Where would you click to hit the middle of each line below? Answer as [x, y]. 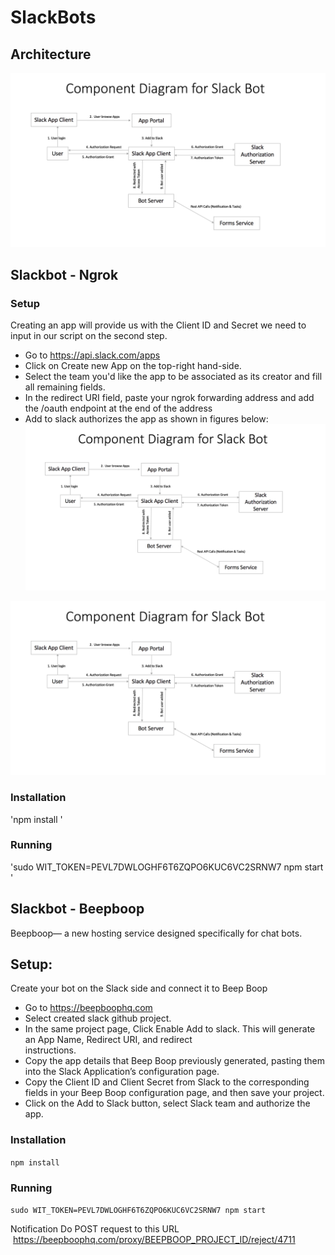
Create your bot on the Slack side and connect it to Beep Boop [139, 988]
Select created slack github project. [98, 1018]
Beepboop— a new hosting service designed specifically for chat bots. [156, 933]
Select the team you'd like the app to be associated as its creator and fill [173, 377]
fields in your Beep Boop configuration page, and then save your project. [174, 1093]
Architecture [51, 54]
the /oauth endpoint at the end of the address [118, 408]
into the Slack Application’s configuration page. [122, 1072]
